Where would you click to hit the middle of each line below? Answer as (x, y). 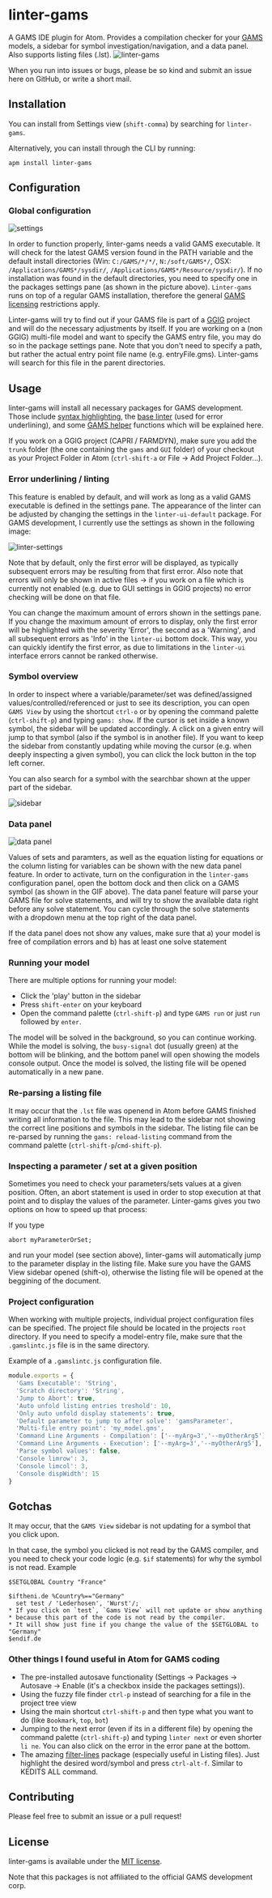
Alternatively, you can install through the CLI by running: (102, 148)
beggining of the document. (55, 1281)
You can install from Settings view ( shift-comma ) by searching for (117, 124)
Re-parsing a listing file (55, 1093)
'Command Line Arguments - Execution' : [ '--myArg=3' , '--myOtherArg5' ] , (139, 1444)
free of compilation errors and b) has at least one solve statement (118, 942)
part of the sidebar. (40, 787)
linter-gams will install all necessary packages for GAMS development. (126, 408)
